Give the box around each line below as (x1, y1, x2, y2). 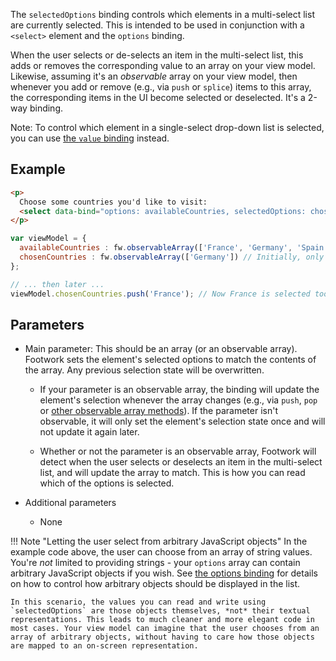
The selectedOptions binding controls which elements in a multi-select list (10, 9, 315, 20)
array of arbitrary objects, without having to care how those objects (10, 632, 315, 643)
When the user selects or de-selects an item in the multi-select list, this (10, 49, 304, 61)
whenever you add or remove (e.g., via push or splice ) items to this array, (10, 81, 312, 93)
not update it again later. (39, 426, 140, 438)
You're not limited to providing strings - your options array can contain (10, 557, 301, 569)
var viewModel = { (10, 234, 87, 244)
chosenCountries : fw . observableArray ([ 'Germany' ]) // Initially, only (19, 252, 325, 263)
